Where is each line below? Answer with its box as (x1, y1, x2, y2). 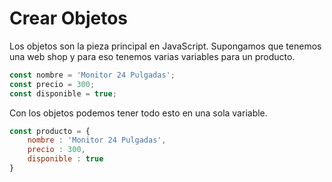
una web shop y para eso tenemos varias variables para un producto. (9, 50, 296, 62)
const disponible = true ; (9, 88, 117, 99)
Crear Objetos (9, 7, 128, 30)
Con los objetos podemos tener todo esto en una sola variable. (9, 107, 268, 119)
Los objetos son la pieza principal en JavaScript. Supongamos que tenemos (9, 40, 322, 52)
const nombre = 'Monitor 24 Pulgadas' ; (9, 70, 176, 80)
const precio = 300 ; (9, 79, 96, 89)
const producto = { (9, 126, 91, 136)
